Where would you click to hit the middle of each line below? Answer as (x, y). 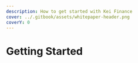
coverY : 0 (18, 22)
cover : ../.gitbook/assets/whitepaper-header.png (68, 17)
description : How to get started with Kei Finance (69, 11)
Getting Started (45, 51)
